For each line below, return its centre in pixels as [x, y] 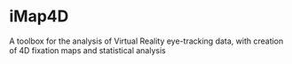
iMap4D [39, 16]
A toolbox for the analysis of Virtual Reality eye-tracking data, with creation [146, 41]
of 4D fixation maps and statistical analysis [87, 50]
